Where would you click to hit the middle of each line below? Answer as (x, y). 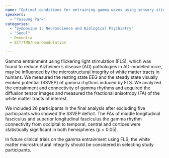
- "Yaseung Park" (28, 19)
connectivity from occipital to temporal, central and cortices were (73, 124)
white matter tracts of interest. (36, 98)
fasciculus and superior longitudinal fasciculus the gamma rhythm (73, 119)
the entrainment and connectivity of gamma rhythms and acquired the (78, 88)
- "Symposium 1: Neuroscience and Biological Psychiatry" (72, 29)
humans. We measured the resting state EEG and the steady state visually (82, 77)
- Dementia (21, 38)
